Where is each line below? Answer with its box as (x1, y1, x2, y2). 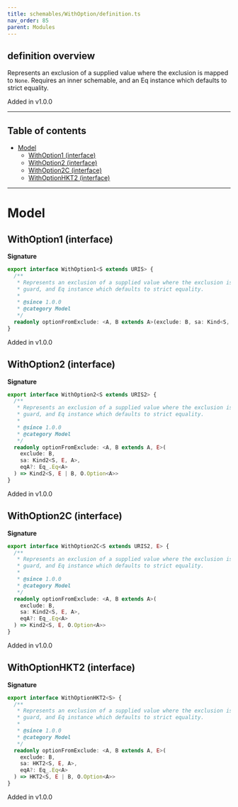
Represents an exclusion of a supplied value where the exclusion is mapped (7, 69, 229, 77)
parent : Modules (7, 23, 55, 30)
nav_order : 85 (7, 17, 50, 24)
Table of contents (7, 125, 86, 137)
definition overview (7, 50, 96, 62)
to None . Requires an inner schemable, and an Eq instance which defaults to (7, 76, 227, 85)
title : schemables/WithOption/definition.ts (7, 10, 141, 18)
